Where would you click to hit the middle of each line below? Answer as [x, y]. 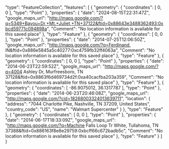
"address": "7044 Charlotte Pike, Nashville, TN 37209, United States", [78, 104]
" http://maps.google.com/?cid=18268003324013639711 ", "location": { [78, 98]
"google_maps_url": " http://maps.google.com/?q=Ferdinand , [68, 45]
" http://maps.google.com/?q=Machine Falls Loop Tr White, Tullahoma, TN [82, 125]
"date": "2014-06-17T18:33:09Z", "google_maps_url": [61, 120]
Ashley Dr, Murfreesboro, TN [53, 72]
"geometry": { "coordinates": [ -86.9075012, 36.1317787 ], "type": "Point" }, [83, 88]
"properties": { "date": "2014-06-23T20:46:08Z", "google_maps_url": [77, 93]
